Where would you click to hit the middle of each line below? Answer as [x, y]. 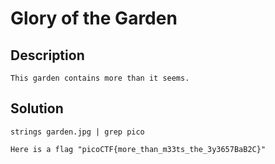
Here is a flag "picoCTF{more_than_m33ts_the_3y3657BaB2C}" [138, 149]
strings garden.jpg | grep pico [77, 132]
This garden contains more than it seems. [100, 78]
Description [47, 55]
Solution [37, 108]
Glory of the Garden [94, 18]
